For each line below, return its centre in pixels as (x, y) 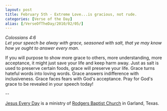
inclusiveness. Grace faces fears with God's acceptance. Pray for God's (79, 79)
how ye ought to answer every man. (42, 48)
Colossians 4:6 (21, 38)
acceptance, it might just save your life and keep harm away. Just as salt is (82, 63)
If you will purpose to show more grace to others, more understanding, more (84, 58)
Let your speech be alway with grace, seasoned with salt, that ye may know (83, 43)
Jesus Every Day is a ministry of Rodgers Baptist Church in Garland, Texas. (82, 103)
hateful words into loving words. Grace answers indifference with (72, 74)
